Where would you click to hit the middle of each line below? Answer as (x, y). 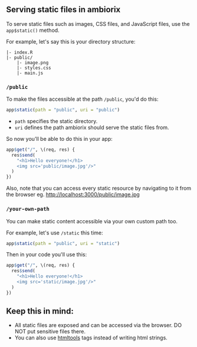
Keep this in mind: (40, 311)
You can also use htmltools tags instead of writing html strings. (91, 338)
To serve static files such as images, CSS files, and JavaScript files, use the (98, 24)
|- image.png (33, 62)
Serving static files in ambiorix (63, 10)
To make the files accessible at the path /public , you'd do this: (82, 99)
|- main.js (30, 73)
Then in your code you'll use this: (47, 255)
